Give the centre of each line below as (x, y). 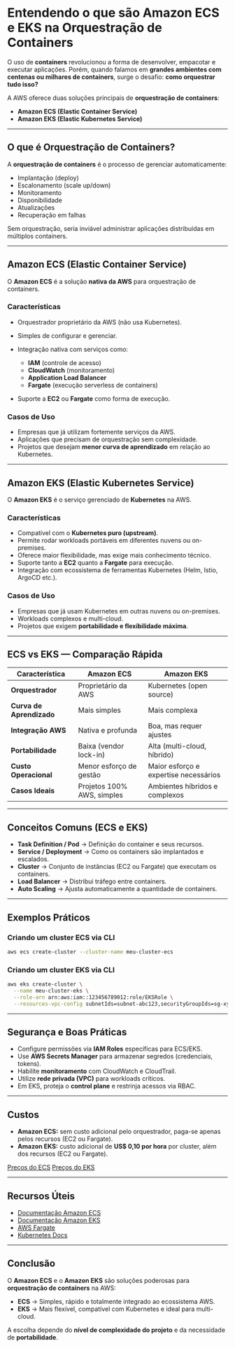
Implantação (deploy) (48, 178)
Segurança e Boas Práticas (67, 1032)
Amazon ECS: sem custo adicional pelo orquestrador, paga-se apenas (119, 1132)
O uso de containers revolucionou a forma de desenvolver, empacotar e (112, 62)
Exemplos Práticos (49, 917)
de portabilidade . (33, 1337)
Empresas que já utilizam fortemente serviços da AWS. (97, 432)
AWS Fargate (36, 1227)
